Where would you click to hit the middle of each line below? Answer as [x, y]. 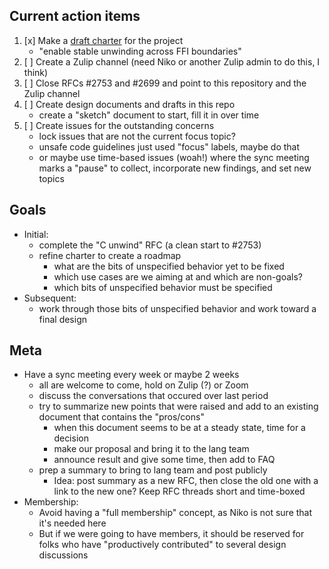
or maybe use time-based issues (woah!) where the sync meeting [174, 157]
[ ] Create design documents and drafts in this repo [129, 104]
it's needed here [72, 523]
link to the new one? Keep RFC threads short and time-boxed [179, 491]
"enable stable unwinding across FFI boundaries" [140, 51]
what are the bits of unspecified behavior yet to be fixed [169, 266]
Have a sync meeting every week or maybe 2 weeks [131, 375]
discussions [63, 555]
